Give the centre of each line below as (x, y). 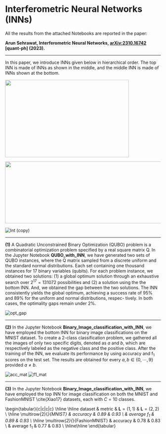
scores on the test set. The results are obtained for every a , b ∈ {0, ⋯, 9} (79, 360)
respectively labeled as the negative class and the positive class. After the (81, 348)
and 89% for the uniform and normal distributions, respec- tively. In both (79, 298)
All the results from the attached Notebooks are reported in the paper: (76, 33)
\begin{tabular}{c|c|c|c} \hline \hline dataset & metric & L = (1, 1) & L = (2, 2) (82, 409)
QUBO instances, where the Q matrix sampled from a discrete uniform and (81, 260)
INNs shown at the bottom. (32, 73)
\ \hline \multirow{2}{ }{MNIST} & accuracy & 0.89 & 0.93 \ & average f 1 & (80, 415)
